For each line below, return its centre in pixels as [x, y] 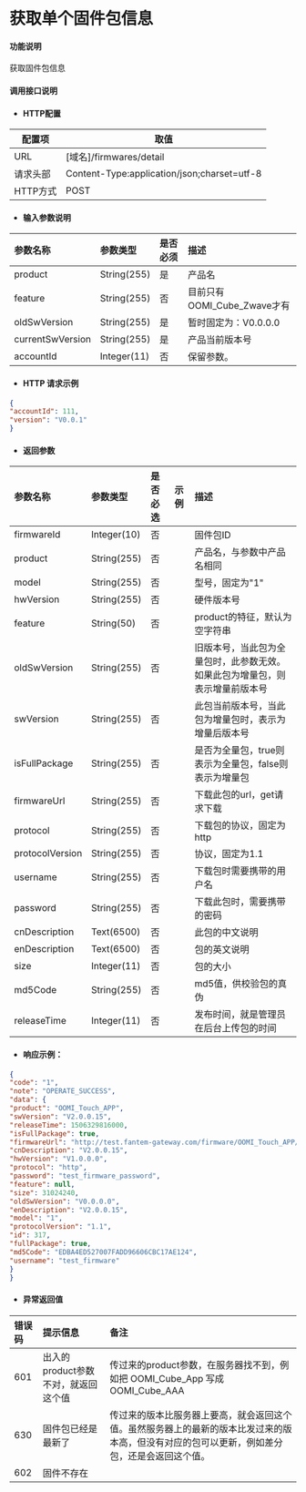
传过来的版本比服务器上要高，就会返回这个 [200, 1415]
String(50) [113, 623]
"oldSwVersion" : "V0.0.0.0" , [65, 1201]
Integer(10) [116, 535]
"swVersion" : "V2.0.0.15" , [61, 1117]
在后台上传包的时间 [235, 1028]
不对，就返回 [70, 1384]
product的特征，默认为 [243, 618]
